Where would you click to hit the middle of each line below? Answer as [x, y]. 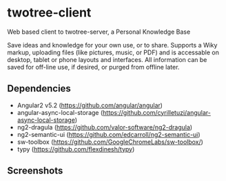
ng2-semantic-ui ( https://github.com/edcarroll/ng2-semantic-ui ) [109, 134]
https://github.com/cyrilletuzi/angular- [157, 112]
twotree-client [49, 13]
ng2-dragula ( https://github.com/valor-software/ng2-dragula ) [105, 127]
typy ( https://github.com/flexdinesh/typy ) [76, 149]
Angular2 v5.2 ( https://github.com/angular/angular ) [90, 105]
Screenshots [35, 171]
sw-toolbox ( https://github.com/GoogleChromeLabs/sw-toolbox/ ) [110, 142]
